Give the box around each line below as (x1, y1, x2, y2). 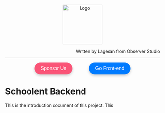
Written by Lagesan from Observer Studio (76, 48, 160, 54)
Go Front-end (95, 65, 125, 71)
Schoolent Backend (5, 86, 86, 97)
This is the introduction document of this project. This (5, 102, 114, 108)
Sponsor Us (40, 65, 67, 71)
